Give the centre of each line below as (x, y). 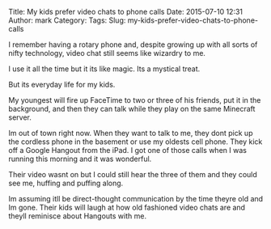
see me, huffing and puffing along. (66, 183)
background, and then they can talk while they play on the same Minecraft (132, 109)
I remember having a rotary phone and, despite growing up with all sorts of (133, 45)
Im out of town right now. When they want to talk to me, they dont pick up (131, 133)
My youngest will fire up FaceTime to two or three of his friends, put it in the (135, 100)
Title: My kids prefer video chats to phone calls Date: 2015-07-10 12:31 (126, 12)
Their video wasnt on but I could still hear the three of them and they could (133, 174)
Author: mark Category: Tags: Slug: (67, 20)
